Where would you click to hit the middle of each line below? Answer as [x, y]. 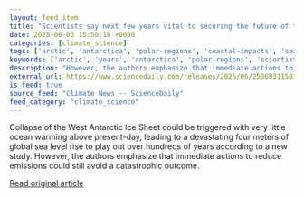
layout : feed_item [44, 18]
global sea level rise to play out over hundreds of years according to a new [148, 146]
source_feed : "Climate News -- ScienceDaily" [96, 93]
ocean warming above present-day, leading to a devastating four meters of [149, 137]
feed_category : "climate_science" [75, 102]
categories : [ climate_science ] [68, 43]
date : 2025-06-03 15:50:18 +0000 [72, 34]
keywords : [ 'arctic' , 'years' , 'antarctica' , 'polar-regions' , [131, 60]
